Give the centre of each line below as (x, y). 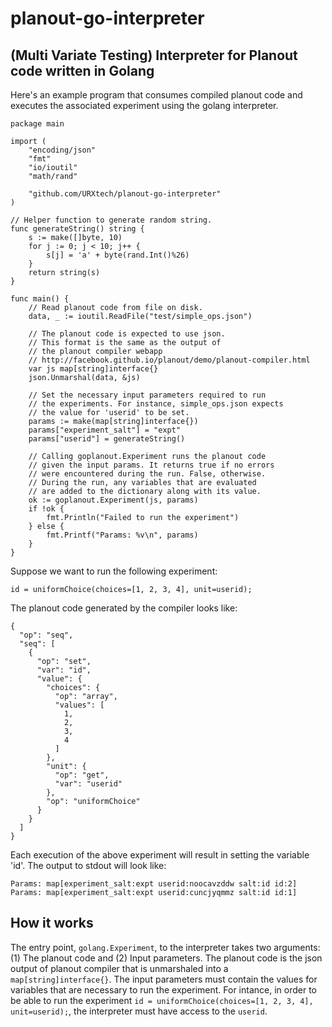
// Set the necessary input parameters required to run (147, 395)
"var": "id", (64, 670)
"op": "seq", (46, 635)
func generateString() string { (77, 229)
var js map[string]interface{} (93, 369)
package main (37, 124)
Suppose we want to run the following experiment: (114, 571)
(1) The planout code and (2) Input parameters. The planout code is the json (166, 958)
